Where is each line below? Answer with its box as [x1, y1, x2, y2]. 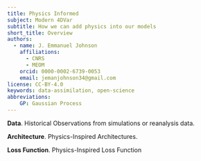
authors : [7, 36, 33, 43]
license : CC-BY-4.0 [7, 81, 64, 88]
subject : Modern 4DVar [7, 17, 73, 23]
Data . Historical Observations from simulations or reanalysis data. [7, 119, 195, 127]
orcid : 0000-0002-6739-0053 [19, 68, 101, 75]
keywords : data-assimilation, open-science [7, 87, 135, 94]
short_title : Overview [7, 29, 73, 37]
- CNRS [25, 55, 45, 62]
